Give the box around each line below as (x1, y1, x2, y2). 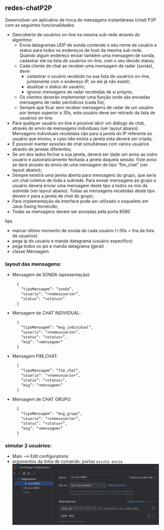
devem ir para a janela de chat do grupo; (12, 193, 94, 199)
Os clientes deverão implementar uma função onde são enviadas (19, 94, 150, 100)
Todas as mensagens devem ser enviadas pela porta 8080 (12, 208, 130, 215)
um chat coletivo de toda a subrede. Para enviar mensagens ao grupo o (12, 177, 156, 183)
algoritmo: (12, 37, 33, 43)
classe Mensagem (12, 248, 49, 254)
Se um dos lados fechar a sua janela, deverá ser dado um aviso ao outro (12, 151, 158, 157)
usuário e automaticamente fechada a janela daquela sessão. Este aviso (12, 156, 157, 162)
